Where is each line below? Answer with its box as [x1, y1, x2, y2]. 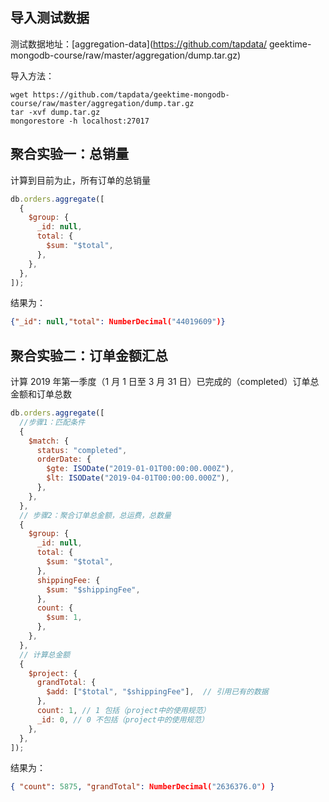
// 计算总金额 [19, 649, 71, 660]
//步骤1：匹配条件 [19, 417, 86, 427]
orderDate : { [36, 454, 92, 465]
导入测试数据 [10, 9, 90, 27]
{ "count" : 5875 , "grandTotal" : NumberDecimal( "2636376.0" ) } [10, 782, 275, 792]
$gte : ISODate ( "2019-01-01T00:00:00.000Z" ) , [46, 464, 235, 474]
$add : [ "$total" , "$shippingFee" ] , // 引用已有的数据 [46, 687, 269, 697]
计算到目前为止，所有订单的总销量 [10, 174, 151, 186]
